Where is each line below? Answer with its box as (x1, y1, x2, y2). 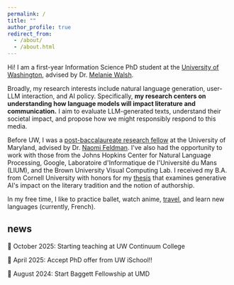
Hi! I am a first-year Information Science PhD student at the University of (7, 63, 220, 71)
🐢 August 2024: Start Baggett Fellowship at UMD (7, 269, 150, 278)
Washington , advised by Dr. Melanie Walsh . (7, 70, 134, 79)
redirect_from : (7, 30, 52, 38)
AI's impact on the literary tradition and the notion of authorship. (7, 181, 195, 189)
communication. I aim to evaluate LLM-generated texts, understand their (7, 107, 221, 115)
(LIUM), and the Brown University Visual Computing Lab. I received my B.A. (7, 166, 228, 174)
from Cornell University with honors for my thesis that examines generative (7, 173, 227, 182)
